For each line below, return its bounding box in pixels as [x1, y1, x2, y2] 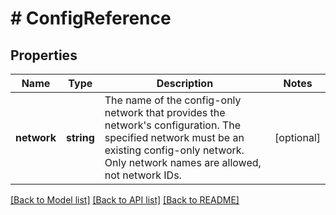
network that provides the [104, 106, 226, 119]
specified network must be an [104, 131, 245, 144]
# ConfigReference [10, 7, 172, 30]
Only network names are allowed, [104, 156, 262, 169]
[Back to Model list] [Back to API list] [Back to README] [10, 194, 240, 206]
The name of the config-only [104, 93, 242, 107]
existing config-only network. [104, 143, 245, 157]
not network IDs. [104, 168, 182, 182]
